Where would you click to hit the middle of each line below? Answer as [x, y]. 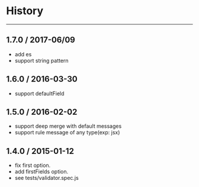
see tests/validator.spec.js [46, 178]
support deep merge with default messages [68, 126]
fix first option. [33, 165]
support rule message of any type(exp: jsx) [67, 133]
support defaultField [39, 93]
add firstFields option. [41, 172]
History [25, 11]
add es [23, 54]
